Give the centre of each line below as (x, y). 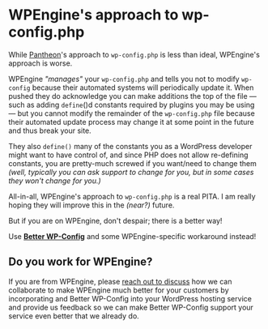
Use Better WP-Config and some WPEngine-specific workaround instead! (132, 236)
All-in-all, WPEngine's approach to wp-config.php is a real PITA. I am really (132, 196)
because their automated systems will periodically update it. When (143, 88)
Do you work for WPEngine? (81, 262)
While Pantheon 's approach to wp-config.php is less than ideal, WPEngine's (134, 54)
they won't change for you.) (55, 181)
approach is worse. (40, 63)
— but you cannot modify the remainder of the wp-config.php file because (132, 113)
